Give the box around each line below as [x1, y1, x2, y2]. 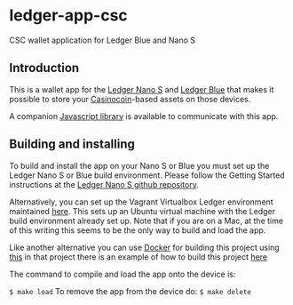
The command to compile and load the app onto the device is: [9, 269, 236, 279]
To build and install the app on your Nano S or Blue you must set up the [9, 160, 270, 171]
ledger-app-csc [9, 5, 129, 26]
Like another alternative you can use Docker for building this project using [9, 242, 280, 253]
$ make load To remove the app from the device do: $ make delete [9, 285, 251, 296]
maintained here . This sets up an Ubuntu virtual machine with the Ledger [9, 205, 276, 216]
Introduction [9, 60, 80, 76]
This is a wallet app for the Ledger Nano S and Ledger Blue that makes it [9, 84, 274, 94]
